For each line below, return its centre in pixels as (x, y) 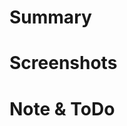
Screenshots (63, 63)
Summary (50, 17)
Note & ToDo (62, 108)
